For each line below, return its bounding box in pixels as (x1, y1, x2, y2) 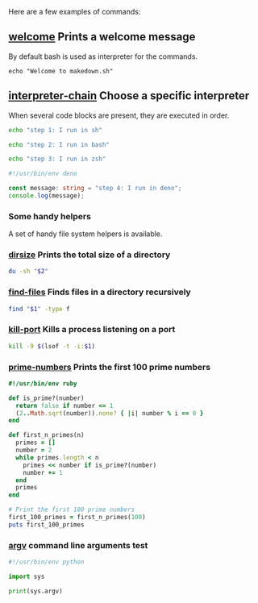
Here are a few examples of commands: (8, 7, 141, 16)
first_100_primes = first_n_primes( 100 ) (8, 514, 147, 522)
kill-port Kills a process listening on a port (8, 324, 176, 335)
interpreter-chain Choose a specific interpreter (8, 89, 250, 103)
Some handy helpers (8, 210, 91, 222)
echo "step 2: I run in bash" (8, 140, 110, 148)
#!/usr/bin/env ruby (8, 379, 78, 388)
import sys (8, 572, 45, 581)
